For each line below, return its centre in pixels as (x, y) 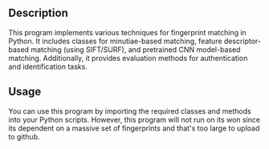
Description (38, 13)
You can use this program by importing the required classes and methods (130, 111)
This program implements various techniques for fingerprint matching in (127, 32)
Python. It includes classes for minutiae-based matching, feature (115, 41)
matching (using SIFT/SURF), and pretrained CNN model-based (136, 49)
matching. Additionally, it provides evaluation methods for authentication (128, 58)
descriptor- (243, 41)
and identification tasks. (48, 66)
